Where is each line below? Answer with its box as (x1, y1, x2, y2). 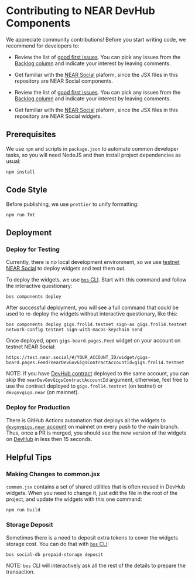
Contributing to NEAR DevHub (6, 4, 155, 18)
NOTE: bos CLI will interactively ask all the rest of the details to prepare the (6, 562, 186, 569)
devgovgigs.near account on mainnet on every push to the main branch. (6, 423, 179, 430)
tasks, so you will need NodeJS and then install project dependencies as (6, 151, 182, 158)
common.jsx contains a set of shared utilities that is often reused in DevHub (6, 483, 186, 490)
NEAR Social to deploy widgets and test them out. (6, 265, 126, 272)
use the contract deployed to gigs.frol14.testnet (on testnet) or (6, 382, 163, 389)
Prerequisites (6, 130, 56, 140)
